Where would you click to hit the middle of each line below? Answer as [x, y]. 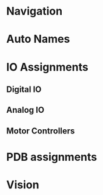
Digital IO [24, 89]
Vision [23, 185]
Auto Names [38, 39]
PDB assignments [52, 157]
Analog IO [25, 110]
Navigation [34, 11]
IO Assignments [48, 67]
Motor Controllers [41, 131]
